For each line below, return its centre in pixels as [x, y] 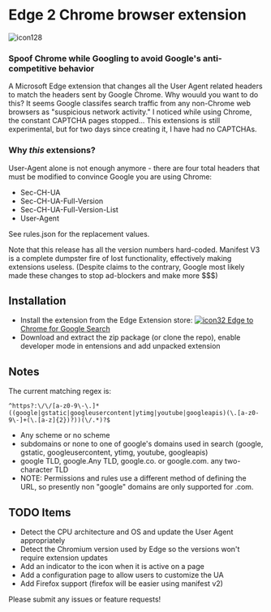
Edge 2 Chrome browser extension [127, 15]
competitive [32, 68]
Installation [37, 300]
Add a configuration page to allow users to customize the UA [122, 575]
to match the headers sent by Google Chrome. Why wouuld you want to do [133, 95]
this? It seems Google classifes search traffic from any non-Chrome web [130, 104]
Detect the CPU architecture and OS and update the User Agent [127, 532]
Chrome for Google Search [65, 329]
